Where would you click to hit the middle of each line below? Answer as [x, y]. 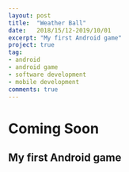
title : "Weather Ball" [47, 23]
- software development [47, 75]
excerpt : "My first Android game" [65, 38]
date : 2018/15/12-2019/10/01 [60, 30]
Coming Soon [53, 128]
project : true [32, 45]
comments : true [33, 89]
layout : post [30, 15]
